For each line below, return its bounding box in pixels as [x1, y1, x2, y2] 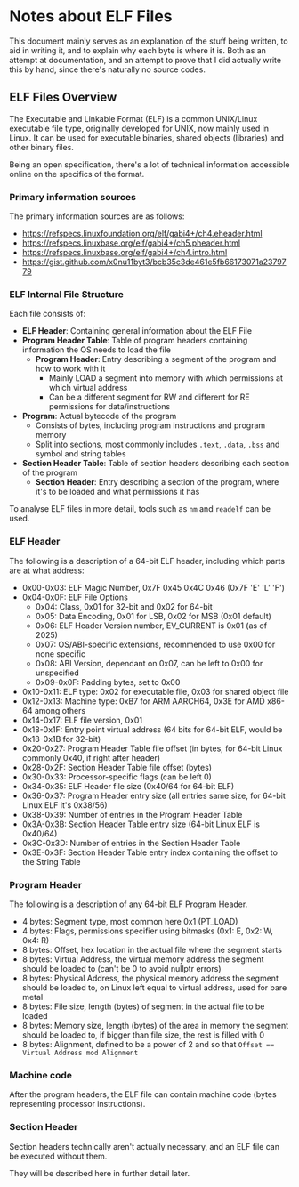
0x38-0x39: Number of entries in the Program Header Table [21, 809, 243, 820]
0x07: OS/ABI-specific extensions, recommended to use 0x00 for [35, 639, 276, 650]
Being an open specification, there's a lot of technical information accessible [9, 158, 290, 170]
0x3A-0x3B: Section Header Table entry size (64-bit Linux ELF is [21, 819, 261, 829]
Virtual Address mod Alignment [21, 1048, 139, 1057]
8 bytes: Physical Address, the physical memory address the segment [21, 973, 279, 983]
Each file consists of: [9, 309, 86, 319]
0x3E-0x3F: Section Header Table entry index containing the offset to [21, 847, 279, 858]
